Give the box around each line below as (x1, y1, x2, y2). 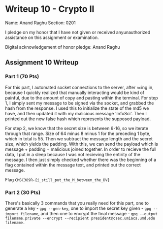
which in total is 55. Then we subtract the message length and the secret (5, 135, 153, 141)
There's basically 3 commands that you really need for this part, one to (5, 200, 149, 206)
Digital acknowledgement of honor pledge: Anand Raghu (5, 44, 120, 50)
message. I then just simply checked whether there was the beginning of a (5, 157, 157, 163)
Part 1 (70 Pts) (5, 73, 39, 80)
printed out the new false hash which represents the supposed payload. (5, 116, 151, 122)
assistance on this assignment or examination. (5, 34, 99, 40)
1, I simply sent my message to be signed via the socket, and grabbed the (5, 100, 154, 106)
